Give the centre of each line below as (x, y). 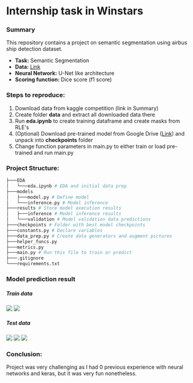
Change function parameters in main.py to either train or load (90, 146)
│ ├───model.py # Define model (48, 197)
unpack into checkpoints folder (54, 140)
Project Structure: (33, 168)
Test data (19, 323)
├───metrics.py (25, 247)
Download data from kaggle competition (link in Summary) (87, 108)
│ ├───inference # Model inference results (64, 214)
